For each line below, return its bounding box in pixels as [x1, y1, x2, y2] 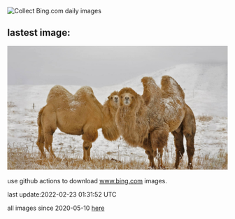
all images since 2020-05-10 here [7, 204, 105, 213]
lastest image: [7, 27, 71, 38]
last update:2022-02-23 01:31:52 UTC [7, 190, 117, 199]
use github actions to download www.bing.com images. [7, 177, 168, 185]
